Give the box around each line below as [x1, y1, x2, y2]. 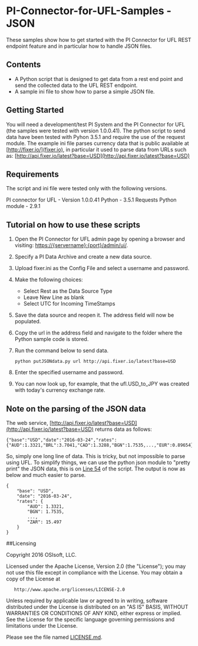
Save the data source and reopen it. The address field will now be [14, 311, 174, 319]
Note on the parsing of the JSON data [6, 404, 146, 414]
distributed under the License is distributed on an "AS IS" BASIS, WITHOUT [6, 603, 189, 610]
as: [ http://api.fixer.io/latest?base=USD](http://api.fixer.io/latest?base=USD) [6, 152, 190, 159]
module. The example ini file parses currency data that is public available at [6, 139, 190, 147]
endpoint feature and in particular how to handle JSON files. [6, 43, 152, 50]
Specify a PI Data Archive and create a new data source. [14, 253, 152, 261]
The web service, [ [6, 420, 52, 426]
